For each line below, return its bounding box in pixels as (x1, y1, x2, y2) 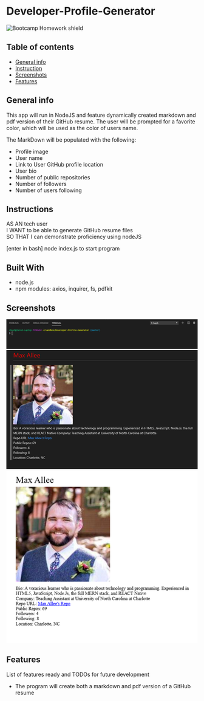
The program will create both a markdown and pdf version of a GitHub (15, 682, 191, 689)
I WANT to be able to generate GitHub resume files (6, 227, 134, 234)
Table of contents (6, 42, 74, 52)
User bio (15, 167, 37, 174)
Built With (6, 263, 44, 273)
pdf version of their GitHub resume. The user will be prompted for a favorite (6, 117, 195, 125)
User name (15, 154, 43, 162)
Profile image (15, 148, 49, 155)
